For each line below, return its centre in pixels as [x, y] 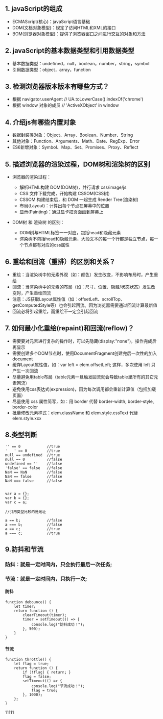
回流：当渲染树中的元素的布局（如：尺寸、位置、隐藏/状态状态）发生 [81, 287]
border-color [25, 407]
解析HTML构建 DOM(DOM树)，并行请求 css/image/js [73, 187]
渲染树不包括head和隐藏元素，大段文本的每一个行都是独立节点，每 [87, 239]
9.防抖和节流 [24, 549]
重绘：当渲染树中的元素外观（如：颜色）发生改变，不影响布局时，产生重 [85, 274]
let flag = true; [32, 664]
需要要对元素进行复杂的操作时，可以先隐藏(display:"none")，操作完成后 [84, 341]
